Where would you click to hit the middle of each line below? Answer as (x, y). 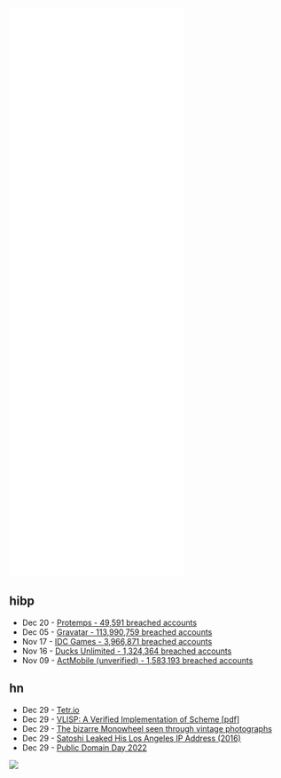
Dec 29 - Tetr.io (51, 710)
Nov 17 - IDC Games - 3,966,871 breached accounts (117, 641)
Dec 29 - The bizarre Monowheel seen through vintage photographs (147, 728)
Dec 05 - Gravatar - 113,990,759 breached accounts (117, 632)
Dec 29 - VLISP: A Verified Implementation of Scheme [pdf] (131, 719)
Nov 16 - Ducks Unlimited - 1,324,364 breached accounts (127, 651)
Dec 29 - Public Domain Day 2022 (85, 747)
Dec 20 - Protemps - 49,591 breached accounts (109, 622)
